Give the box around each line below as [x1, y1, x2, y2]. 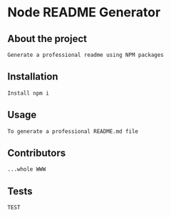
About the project [7, 33, 88, 45]
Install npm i [7, 90, 50, 97]
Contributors [7, 147, 66, 159]
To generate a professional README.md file [7, 127, 139, 135]
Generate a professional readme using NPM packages [7, 51, 164, 58]
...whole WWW [7, 166, 46, 173]
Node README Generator [7, 4, 161, 21]
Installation [7, 70, 58, 83]
